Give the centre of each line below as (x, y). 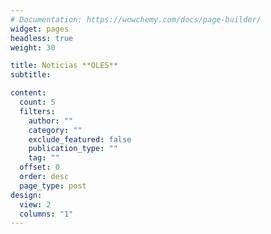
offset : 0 (39, 167)
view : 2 (35, 204)
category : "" (55, 130)
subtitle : (31, 75)
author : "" (51, 121)
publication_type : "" (73, 149)
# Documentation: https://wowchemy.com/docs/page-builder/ (136, 19)
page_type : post (53, 186)
